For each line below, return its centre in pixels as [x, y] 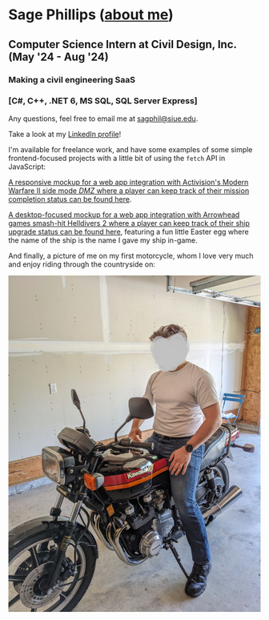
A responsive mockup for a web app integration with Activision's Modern [128, 182]
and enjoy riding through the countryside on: [82, 264]
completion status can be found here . [70, 199]
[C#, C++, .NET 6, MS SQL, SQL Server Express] [103, 101]
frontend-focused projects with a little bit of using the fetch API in [117, 158]
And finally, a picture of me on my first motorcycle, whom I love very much [131, 256]
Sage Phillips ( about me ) [91, 15]
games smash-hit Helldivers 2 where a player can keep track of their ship [129, 223]
